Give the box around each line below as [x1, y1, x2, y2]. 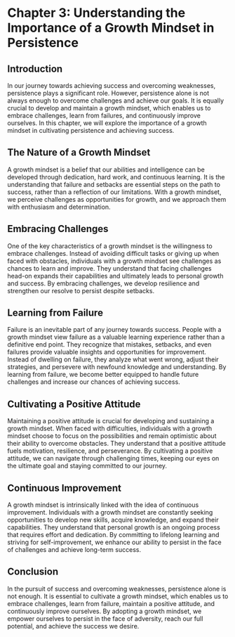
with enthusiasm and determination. [7, 202, 111, 211]
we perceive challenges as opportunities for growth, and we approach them [7, 195, 227, 203]
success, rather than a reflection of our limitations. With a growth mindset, [7, 188, 222, 196]
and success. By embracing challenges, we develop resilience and [7, 279, 200, 288]
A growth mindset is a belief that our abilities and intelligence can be [7, 165, 205, 174]
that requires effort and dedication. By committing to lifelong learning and [7, 531, 220, 539]
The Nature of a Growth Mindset [7, 146, 151, 159]
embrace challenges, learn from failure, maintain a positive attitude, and [7, 599, 215, 607]
